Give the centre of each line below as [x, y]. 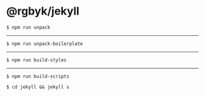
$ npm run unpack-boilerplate [45, 44]
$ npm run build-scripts [38, 76]
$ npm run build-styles [37, 60]
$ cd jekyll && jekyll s [38, 87]
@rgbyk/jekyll [43, 11]
